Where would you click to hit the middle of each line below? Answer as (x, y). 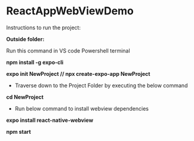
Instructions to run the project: (44, 27)
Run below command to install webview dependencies (82, 108)
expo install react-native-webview (50, 120)
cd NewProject (25, 97)
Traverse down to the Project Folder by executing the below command (101, 85)
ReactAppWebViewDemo (70, 11)
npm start (19, 131)
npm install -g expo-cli (35, 62)
